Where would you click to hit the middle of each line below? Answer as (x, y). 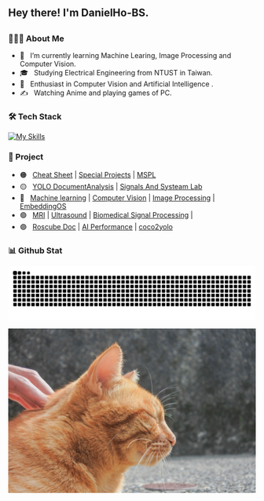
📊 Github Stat (35, 251)
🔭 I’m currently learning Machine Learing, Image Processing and (125, 56)
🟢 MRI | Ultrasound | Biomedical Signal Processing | (106, 214)
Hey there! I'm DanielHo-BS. (79, 13)
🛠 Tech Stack (35, 117)
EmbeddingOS (43, 206)
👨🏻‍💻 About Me (36, 38)
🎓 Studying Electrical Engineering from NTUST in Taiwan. (116, 73)
